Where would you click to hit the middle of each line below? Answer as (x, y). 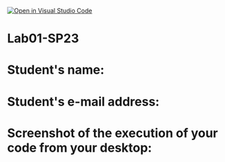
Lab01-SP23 (43, 39)
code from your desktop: (80, 148)
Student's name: (56, 70)
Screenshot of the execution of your (113, 133)
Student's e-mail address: (84, 102)
